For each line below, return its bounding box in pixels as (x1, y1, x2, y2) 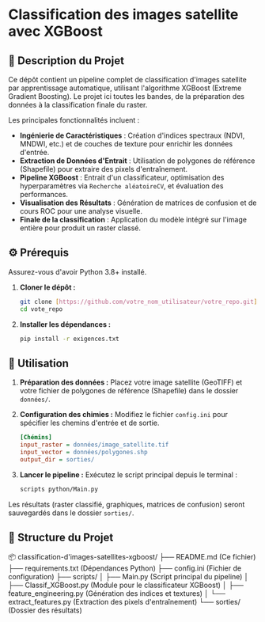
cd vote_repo (19, 305, 63, 313)
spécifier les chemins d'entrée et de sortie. (19, 418, 160, 428)
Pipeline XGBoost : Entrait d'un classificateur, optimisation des (19, 173, 225, 182)
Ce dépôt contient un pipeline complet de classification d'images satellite (8, 75, 247, 84)
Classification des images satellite (8, 6, 239, 24)
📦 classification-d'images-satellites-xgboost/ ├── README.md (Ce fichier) (8, 552, 256, 562)
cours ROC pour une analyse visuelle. (19, 207, 142, 215)
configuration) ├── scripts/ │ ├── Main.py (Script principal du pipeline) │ (8, 572, 249, 582)
